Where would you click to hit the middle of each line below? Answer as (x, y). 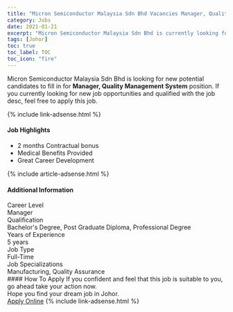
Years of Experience (36, 235)
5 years (18, 242)
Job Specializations (35, 264)
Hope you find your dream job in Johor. (63, 294)
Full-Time (21, 257)
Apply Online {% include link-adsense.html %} (74, 301)
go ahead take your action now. (52, 286)
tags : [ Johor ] (28, 40)
